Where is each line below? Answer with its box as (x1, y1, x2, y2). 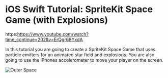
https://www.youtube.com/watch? (17, 31, 89, 37)
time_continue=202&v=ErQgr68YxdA (5, 36, 83, 43)
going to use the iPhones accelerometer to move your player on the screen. (5, 57, 164, 63)
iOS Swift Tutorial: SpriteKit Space (5, 4, 153, 15)
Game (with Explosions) (5, 14, 108, 26)
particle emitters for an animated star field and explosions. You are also (5, 52, 155, 58)
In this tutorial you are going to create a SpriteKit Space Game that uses (5, 46, 156, 52)
